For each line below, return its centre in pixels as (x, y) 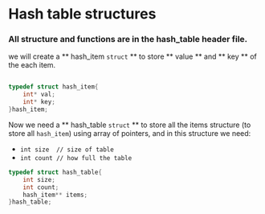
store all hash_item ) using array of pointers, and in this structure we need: (130, 133)
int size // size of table (67, 150)
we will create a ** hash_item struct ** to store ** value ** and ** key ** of (132, 56)
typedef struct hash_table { (55, 172)
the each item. (32, 65)
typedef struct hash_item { (53, 87)
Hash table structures (82, 14)
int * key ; (39, 102)
